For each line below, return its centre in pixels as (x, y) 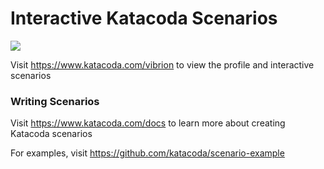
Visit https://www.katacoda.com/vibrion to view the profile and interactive (162, 64)
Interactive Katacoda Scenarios (144, 18)
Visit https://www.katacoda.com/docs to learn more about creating (148, 123)
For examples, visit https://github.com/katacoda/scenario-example (147, 153)
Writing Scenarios (55, 101)
